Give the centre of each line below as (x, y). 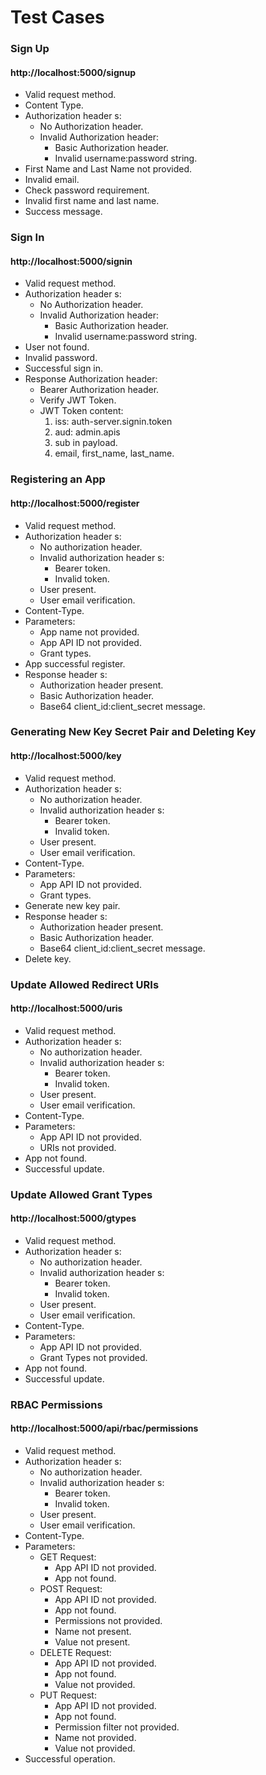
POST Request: (71, 1589)
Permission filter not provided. (117, 1727)
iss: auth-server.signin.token (113, 422)
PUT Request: (68, 1695)
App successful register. (75, 663)
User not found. (57, 347)
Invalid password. (61, 358)
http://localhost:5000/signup (73, 72)
